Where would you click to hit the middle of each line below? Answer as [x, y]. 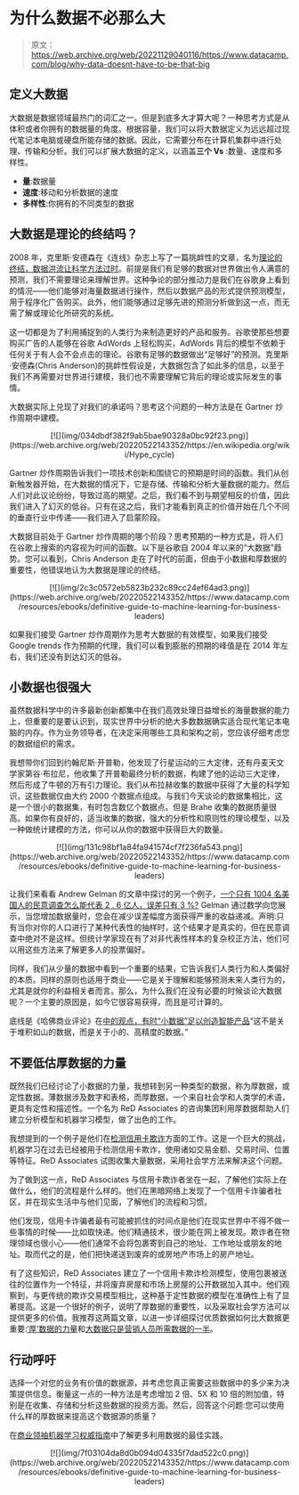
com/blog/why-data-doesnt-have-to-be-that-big [121, 64]
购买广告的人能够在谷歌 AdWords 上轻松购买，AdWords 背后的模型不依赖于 [148, 343]
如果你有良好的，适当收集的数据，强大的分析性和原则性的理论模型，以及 [157, 818]
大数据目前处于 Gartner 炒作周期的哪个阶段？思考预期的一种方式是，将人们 [146, 536]
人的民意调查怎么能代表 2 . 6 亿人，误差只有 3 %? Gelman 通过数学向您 [147, 905]
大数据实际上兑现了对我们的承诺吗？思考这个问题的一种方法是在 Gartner [141, 406]
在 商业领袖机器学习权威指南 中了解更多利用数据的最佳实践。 [118, 1435]
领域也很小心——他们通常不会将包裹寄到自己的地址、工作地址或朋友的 [145, 1243]
